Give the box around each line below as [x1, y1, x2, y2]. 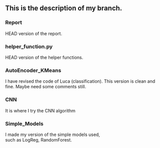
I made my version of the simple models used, [5, 131, 100, 137]
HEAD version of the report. [5, 30, 62, 37]
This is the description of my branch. [5, 4, 122, 13]
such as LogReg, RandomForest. [5, 136, 72, 142]
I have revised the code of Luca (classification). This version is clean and [5, 78, 155, 84]
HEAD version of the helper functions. [5, 54, 83, 60]
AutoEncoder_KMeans [5, 67, 61, 74]
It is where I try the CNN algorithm [5, 107, 76, 113]
